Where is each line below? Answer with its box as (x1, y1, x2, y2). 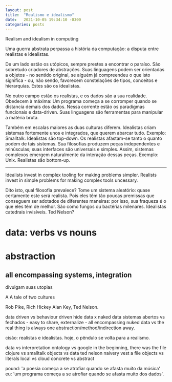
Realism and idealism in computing (5, 36, 79, 42)
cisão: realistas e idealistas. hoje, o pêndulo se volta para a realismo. (5, 335, 150, 341)
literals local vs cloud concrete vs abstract (5, 355, 95, 362)
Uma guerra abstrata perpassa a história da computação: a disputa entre (5, 46, 159, 52)
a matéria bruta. (5, 115, 39, 121)
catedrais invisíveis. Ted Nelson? (5, 209, 74, 215)
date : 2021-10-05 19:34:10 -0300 (5, 17, 81, 22)
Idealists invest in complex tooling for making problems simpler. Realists (5, 172, 157, 178)
